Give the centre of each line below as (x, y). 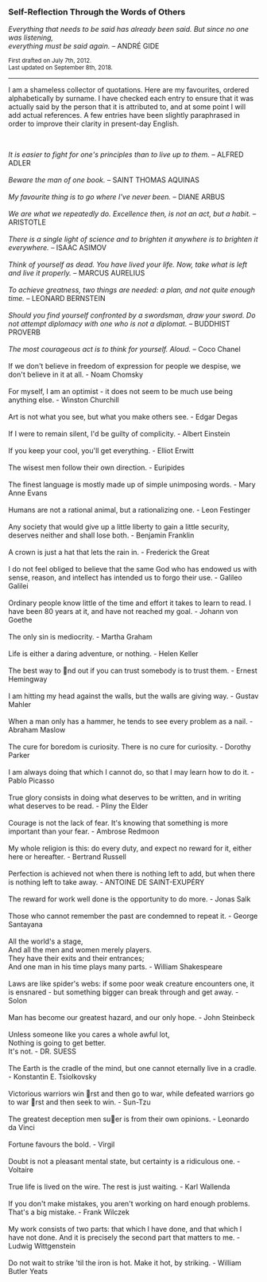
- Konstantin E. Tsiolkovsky (52, 1077)
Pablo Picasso (31, 781)
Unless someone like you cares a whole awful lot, (89, 1034)
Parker (19, 756)
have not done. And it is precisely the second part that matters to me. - (124, 1237)
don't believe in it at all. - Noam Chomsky (76, 375)
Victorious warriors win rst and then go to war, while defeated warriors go (131, 1094)
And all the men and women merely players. (80, 950)
